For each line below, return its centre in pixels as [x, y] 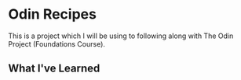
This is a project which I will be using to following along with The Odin [121, 36]
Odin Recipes [52, 14]
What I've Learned [54, 69]
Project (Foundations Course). [57, 43]
